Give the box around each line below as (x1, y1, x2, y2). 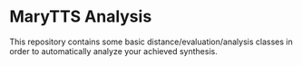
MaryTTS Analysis (9, 6, 152, 27)
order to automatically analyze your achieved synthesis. (9, 45, 218, 56)
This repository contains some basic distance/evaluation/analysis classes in (9, 36, 293, 47)
